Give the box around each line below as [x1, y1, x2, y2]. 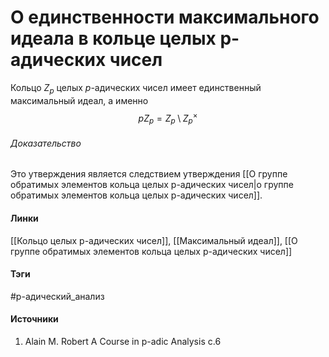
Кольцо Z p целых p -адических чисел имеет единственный [10, 81, 262, 96]
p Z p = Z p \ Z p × [138, 110, 198, 126]
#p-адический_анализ [10, 290, 105, 302]
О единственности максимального [10, 6, 320, 29]
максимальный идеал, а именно [10, 94, 149, 106]
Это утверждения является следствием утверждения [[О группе [10, 168, 288, 180]
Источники [10, 313, 59, 325]
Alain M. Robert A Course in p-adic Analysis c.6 [24, 336, 222, 347]
